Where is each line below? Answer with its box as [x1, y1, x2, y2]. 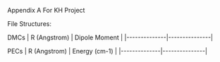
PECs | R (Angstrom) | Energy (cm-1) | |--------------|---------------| [7, 47, 208, 55]
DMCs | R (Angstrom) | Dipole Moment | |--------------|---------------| [7, 33, 214, 42]
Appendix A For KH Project [7, 6, 85, 14]
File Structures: [7, 20, 51, 27]
